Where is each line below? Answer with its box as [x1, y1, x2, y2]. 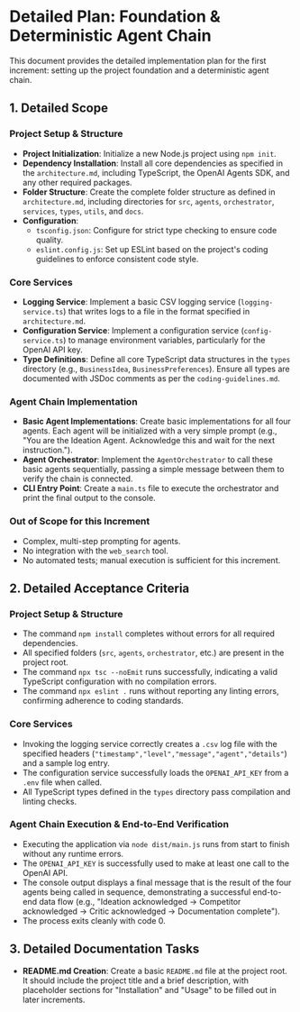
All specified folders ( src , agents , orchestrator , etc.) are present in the [22, 647, 285, 659]
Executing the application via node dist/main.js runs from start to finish [22, 838, 290, 849]
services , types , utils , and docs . [22, 205, 144, 216]
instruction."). [22, 444, 74, 456]
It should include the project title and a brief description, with [22, 975, 250, 986]
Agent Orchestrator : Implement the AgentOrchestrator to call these [22, 454, 273, 465]
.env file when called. [22, 777, 103, 788]
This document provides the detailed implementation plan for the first [9, 55, 267, 66]
